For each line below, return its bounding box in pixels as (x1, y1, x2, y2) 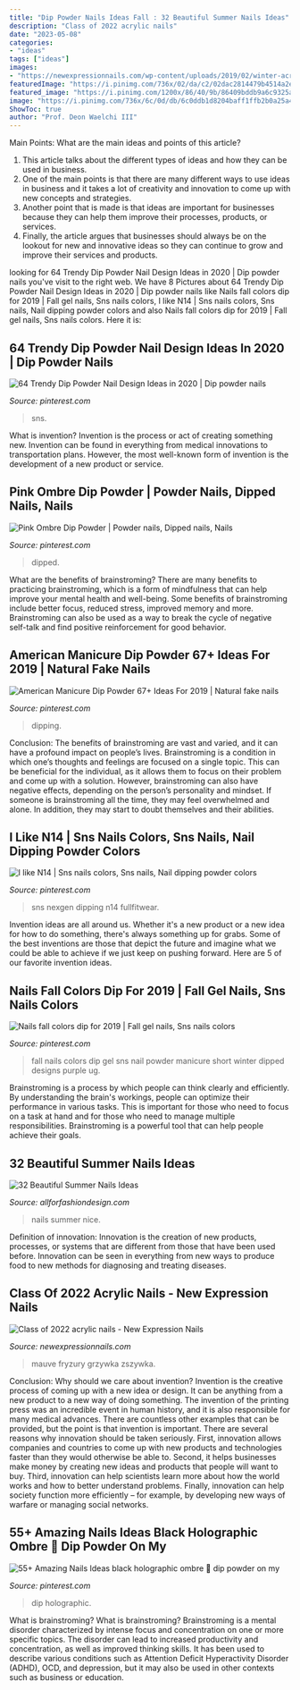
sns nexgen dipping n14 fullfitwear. (30, 902, 160, 913)
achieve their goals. (9, 1130, 82, 1141)
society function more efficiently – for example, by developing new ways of (9, 1490, 286, 1500)
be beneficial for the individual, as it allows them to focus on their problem (9, 765, 282, 776)
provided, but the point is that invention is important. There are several (9, 1423, 269, 1433)
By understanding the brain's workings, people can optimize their (9, 1092, 250, 1103)
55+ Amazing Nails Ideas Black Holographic (9, 1525, 259, 1541)
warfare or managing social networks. (9, 1499, 149, 1509)
